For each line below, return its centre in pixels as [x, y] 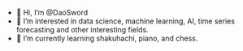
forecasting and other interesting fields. [82, 30]
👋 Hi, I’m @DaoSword [52, 13]
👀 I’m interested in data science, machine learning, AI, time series [126, 21]
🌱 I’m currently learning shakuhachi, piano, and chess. [107, 38]
